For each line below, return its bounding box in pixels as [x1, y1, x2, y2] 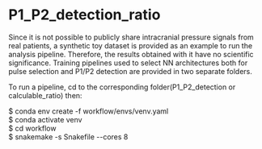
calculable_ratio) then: [8, 90, 82, 100]
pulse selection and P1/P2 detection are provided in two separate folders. [8, 66, 252, 76]
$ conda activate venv [8, 114, 82, 124]
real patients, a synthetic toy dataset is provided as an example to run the [8, 40, 253, 50]
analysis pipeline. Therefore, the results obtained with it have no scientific [8, 49, 254, 59]
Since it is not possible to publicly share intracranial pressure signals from [8, 32, 255, 42]
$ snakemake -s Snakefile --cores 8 [8, 131, 129, 142]
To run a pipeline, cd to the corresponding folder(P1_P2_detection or [8, 82, 236, 92]
